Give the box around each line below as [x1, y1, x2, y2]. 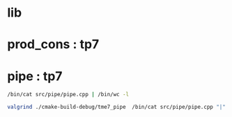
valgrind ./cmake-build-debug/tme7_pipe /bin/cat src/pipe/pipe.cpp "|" [7, 104, 226, 111]
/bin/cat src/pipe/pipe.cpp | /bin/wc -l [7, 91, 130, 98]
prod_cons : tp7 [7, 37, 100, 53]
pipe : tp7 [7, 68, 63, 84]
